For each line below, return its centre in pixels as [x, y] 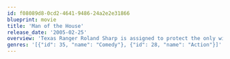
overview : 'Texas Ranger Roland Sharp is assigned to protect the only [111, 39]
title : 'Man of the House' [46, 26]
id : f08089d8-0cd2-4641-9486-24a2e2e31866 [68, 13]
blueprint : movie [32, 20]
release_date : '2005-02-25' [47, 32]
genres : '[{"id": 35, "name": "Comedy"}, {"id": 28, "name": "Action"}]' [115, 45]
